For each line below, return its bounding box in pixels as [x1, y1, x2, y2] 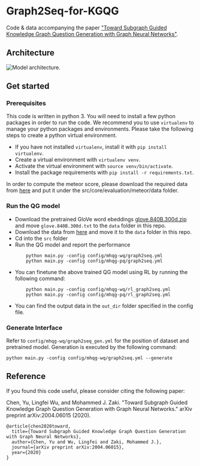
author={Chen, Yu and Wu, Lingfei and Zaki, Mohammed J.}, [11, 439, 162, 445]
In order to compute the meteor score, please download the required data [6, 181, 188, 188]
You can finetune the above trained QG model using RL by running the [14, 268, 188, 275]
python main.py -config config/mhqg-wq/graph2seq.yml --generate [6, 355, 172, 361]
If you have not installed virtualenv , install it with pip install [14, 143, 167, 151]
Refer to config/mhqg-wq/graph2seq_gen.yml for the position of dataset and [6, 337, 189, 344]
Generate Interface [6, 323, 63, 332]
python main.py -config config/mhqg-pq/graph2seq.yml [26, 258, 163, 264]
